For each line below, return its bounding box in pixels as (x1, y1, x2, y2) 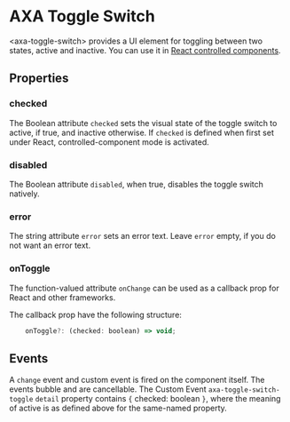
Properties (9, 71, 69, 86)
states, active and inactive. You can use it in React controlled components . (9, 44, 281, 55)
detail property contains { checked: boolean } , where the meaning (35, 394, 281, 404)
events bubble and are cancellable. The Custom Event (9, 384, 207, 394)
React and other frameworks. (9, 291, 116, 303)
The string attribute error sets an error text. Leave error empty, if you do (9, 231, 277, 242)
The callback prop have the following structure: (9, 309, 182, 320)
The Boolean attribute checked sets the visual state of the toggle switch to (9, 117, 278, 128)
